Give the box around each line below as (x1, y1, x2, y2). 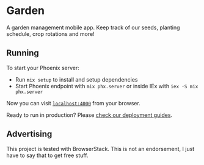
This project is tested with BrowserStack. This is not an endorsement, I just (6, 145, 195, 152)
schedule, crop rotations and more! (6, 30, 95, 37)
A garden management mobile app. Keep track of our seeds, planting (6, 24, 180, 31)
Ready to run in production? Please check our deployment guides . (6, 111, 173, 119)
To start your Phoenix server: (6, 64, 79, 71)
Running (6, 48, 40, 58)
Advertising (6, 129, 53, 139)
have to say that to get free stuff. (6, 152, 89, 159)
